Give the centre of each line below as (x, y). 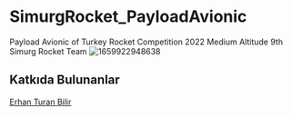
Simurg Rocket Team (49, 51)
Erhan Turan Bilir (40, 101)
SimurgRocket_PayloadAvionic (128, 17)
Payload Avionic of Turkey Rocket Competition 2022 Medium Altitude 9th (146, 42)
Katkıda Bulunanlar (65, 80)
